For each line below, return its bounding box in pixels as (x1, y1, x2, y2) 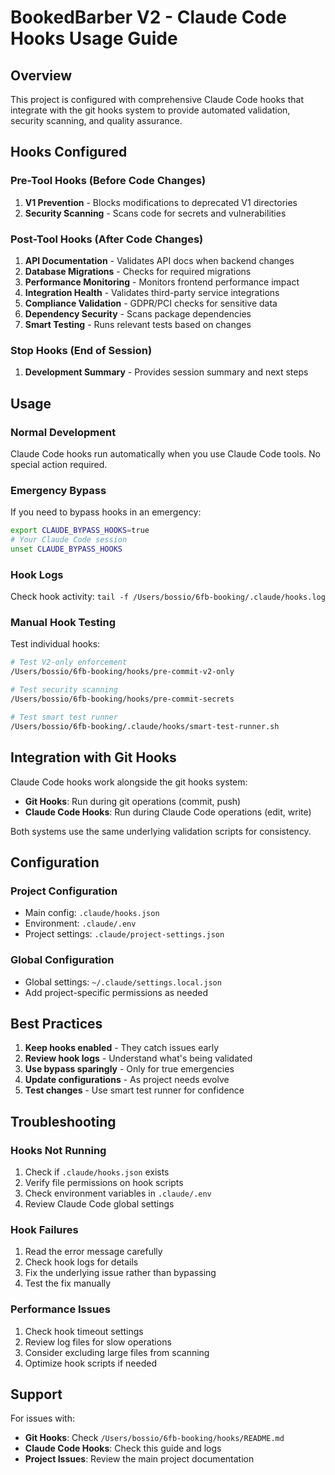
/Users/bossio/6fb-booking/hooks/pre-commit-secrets (10, 694, 235, 705)
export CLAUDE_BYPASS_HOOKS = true (10, 526, 150, 536)
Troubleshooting (10, 1113, 117, 1130)
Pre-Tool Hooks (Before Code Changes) (10, 174, 207, 188)
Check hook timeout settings (24, 1325, 144, 1337)
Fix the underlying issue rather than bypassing (24, 1267, 217, 1279)
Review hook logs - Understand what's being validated (24, 1052, 253, 1065)
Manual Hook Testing (10, 616, 117, 630)
